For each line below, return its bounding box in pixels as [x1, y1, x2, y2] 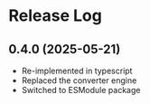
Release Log [8, 5, 103, 26]
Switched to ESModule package [21, 85, 141, 95]
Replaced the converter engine [21, 75, 137, 86]
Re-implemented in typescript [21, 65, 133, 76]
